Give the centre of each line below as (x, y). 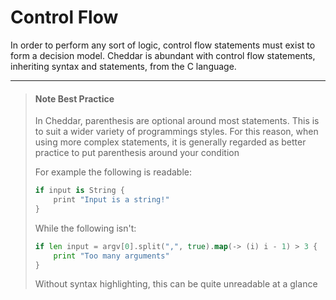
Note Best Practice (74, 98)
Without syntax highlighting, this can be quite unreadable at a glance (176, 284)
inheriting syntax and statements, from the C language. (123, 66)
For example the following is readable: (113, 172)
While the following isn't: (85, 228)
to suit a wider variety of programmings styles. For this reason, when (176, 132)
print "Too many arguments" (111, 256)
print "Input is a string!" (111, 200)
